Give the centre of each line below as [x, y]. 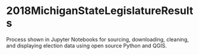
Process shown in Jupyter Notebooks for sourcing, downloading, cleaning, [97, 39]
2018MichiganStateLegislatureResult [100, 11]
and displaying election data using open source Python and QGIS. [87, 46]
